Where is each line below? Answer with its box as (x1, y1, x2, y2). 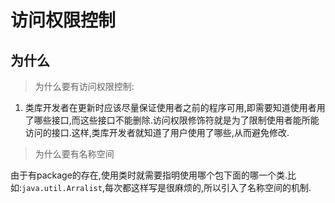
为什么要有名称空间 (34, 148, 115, 160)
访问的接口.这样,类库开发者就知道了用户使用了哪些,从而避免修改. (24, 127, 290, 138)
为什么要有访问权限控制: (34, 81, 135, 92)
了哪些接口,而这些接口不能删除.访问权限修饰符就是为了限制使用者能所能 (24, 114, 320, 126)
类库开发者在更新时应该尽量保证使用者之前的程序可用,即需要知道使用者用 (24, 102, 326, 113)
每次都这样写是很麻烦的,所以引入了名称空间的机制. (104, 182, 312, 193)
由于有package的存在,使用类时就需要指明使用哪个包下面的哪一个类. (10, 169, 288, 181)
